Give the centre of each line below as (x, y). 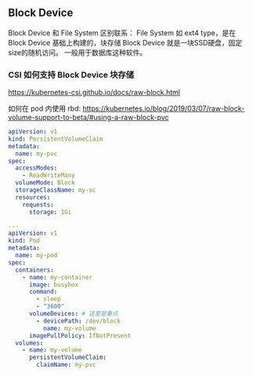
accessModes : (36, 168)
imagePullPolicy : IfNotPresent (80, 336)
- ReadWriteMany (49, 176)
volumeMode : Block (45, 183)
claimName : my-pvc (66, 365)
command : (43, 292)
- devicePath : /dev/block (79, 321)
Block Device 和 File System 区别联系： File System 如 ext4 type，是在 (122, 33)
